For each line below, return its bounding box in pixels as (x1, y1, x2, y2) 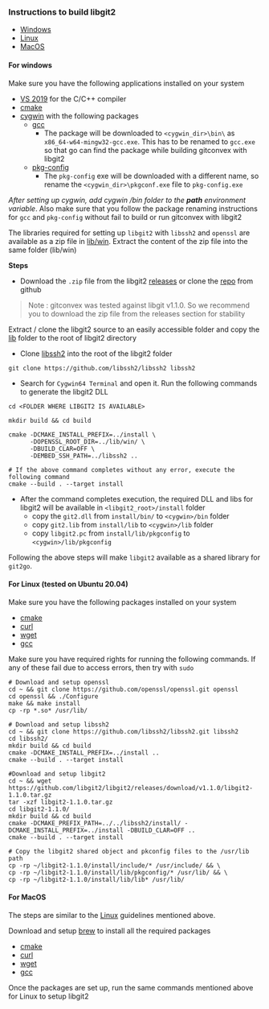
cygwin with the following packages (19, 111, 139, 121)
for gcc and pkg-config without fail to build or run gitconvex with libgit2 (8, 212, 243, 221)
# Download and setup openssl (8, 678, 110, 686)
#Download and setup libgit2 (8, 770, 106, 778)
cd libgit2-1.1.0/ (8, 804, 70, 813)
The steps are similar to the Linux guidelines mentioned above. (8, 910, 216, 920)
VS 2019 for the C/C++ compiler (19, 93, 127, 103)
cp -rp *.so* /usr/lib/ (8, 706, 88, 714)
